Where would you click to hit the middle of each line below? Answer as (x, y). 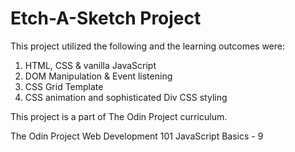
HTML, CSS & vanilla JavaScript (90, 65)
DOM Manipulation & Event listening (98, 76)
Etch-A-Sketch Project (106, 18)
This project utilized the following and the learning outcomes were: (147, 46)
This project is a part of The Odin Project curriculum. (119, 116)
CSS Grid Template (64, 86)
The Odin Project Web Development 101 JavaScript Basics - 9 (137, 136)
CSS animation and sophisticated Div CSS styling (126, 97)
